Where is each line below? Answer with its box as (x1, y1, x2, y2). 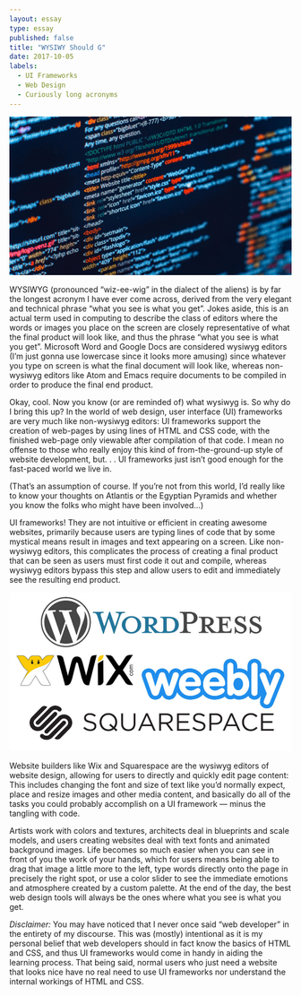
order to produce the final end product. (9, 379, 154, 390)
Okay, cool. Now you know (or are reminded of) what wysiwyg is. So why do (9, 397, 291, 408)
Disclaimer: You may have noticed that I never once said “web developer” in (9, 919, 289, 930)
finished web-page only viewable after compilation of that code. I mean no (9, 435, 285, 446)
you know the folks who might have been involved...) (9, 500, 204, 511)
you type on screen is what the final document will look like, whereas (9, 360, 264, 371)
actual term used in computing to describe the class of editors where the (9, 313, 278, 324)
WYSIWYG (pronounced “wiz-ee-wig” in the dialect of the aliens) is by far (9, 284, 282, 295)
